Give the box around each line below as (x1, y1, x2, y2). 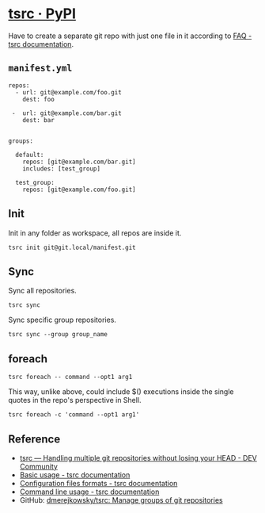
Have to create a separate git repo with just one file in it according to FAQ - (8, 31, 252, 40)
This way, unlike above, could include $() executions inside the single (8, 387, 234, 396)
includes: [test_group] (22, 164, 101, 173)
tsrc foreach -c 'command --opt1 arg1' (8, 411, 140, 419)
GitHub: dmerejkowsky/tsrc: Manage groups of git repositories (19, 496, 223, 504)
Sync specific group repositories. (8, 315, 117, 325)
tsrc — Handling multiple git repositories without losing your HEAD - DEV (19, 454, 257, 462)
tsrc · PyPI (8, 5, 77, 23)
